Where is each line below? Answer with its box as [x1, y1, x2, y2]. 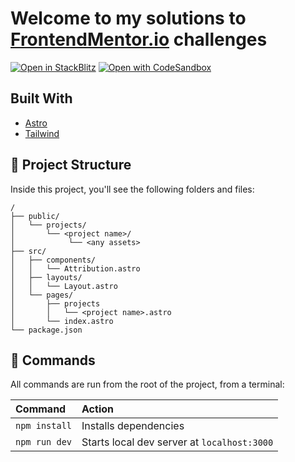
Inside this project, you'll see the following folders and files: [10, 183, 255, 195]
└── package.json [10, 325, 83, 335]
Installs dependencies [81, 419, 185, 433]
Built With [10, 90, 73, 107]
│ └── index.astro [10, 316, 114, 326]
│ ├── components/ [10, 255, 97, 265]
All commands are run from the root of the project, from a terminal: [10, 378, 285, 391]
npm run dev [15, 437, 73, 448]
